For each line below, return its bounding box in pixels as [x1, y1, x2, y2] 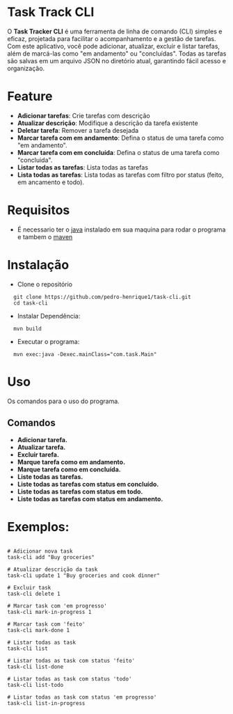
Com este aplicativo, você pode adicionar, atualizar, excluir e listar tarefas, [7, 42, 220, 50]
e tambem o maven [17, 232, 73, 241]
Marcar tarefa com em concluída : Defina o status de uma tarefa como [17, 148, 220, 156]
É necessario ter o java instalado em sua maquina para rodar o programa [17, 225, 226, 234]
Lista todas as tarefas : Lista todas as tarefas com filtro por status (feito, [17, 170, 224, 179]
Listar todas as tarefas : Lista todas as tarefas [17, 163, 148, 171]
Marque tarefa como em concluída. [17, 465, 121, 473]
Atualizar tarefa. [17, 443, 66, 451]
